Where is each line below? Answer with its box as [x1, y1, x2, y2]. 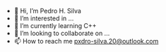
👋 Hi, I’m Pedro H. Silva [13, 7, 81, 15]
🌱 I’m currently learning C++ [13, 22, 97, 30]
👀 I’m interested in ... [13, 14, 74, 22]
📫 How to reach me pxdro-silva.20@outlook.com [13, 37, 159, 45]
